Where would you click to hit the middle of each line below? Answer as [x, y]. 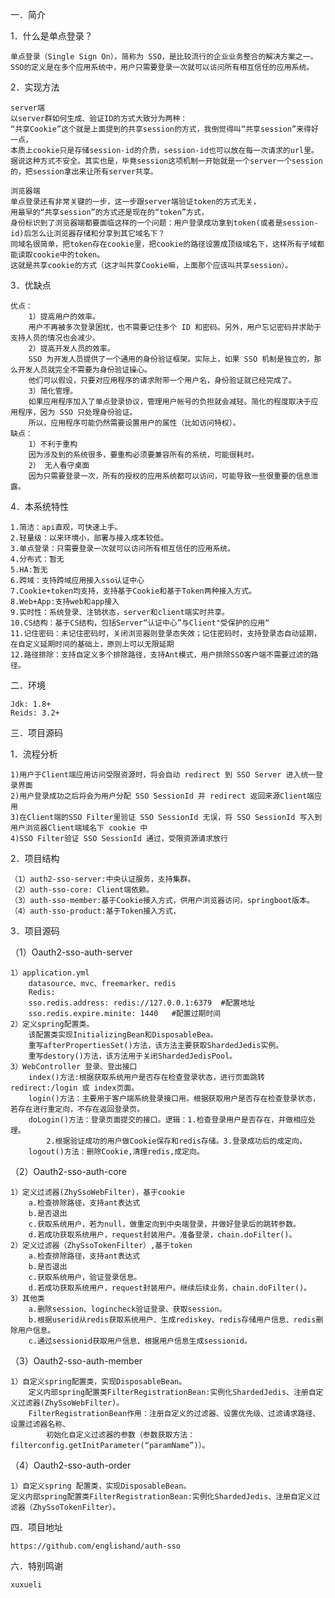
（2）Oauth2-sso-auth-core [68, 1171]
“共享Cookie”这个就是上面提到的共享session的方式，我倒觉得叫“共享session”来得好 [164, 129]
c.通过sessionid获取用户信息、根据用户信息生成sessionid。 [140, 1341]
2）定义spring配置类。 [52, 1024]
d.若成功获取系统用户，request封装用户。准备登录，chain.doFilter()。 [162, 1235]
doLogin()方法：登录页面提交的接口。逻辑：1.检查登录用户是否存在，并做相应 [168, 1120]
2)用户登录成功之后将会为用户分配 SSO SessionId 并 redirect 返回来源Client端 [162, 796]
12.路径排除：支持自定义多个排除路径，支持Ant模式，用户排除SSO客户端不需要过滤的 [161, 655]
